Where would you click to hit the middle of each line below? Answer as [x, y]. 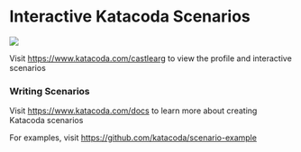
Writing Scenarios [50, 91]
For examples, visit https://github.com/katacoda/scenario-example [133, 138]
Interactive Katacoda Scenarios [130, 17]
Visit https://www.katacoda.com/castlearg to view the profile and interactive [151, 58]
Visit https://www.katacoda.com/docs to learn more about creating [133, 111]
